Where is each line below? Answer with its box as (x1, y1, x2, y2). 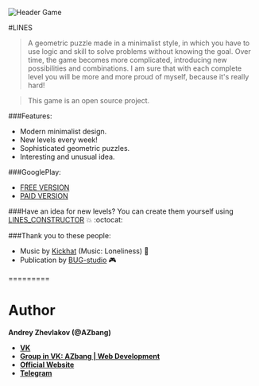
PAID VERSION (19, 191, 69, 200)
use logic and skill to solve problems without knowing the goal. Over (27, 47, 252, 56)
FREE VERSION (19, 183, 70, 192)
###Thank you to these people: (8, 231, 111, 240)
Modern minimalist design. (19, 127, 107, 136)
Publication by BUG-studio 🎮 (19, 255, 117, 264)
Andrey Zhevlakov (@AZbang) (8, 327, 111, 337)
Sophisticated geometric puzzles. (19, 144, 130, 152)
